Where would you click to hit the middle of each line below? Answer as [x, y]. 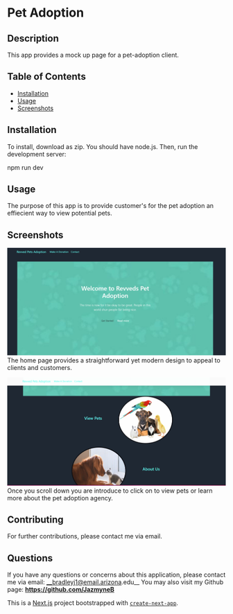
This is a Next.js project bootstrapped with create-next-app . [93, 603]
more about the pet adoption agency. [60, 498]
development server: [37, 154]
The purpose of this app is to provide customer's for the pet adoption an [110, 206]
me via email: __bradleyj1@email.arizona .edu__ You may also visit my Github [115, 582]
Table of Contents [47, 77]
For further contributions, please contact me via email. [85, 536]
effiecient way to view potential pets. [60, 213]
